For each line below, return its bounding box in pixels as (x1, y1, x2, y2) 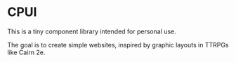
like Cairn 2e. (7, 48, 46, 56)
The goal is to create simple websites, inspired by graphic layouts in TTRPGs (7, 40, 230, 49)
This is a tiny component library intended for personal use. (7, 27, 177, 36)
